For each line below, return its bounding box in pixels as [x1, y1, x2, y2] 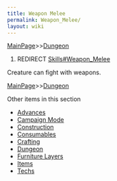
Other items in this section [7, 95, 81, 103]
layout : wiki [7, 23, 44, 30]
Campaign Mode [16, 116, 64, 124]
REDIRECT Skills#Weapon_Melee [16, 55, 111, 63]
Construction [16, 123, 54, 131]
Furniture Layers [16, 152, 64, 160]
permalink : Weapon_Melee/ [7, 17, 81, 23]
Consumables [16, 130, 56, 138]
